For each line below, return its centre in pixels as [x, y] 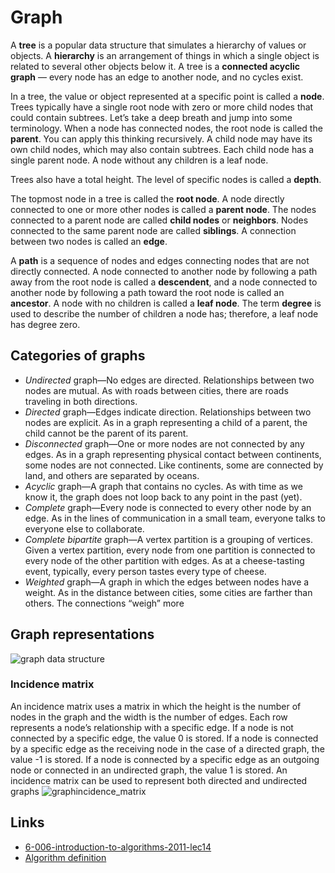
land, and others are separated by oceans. [112, 475]
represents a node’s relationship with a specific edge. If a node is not [152, 727]
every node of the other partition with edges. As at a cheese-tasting [164, 560]
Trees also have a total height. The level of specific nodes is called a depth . [166, 179]
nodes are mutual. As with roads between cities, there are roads [156, 390]
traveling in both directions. [81, 401]
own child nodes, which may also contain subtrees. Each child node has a [162, 149]
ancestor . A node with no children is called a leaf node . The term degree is [166, 303]
